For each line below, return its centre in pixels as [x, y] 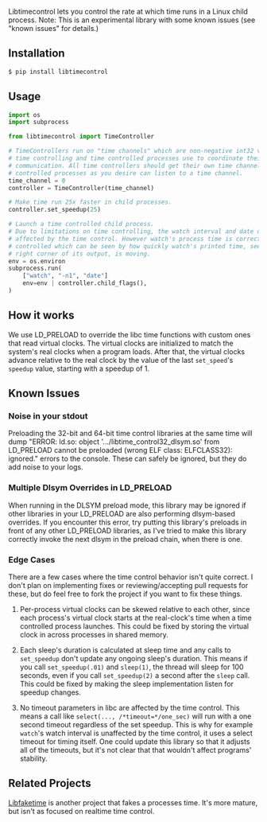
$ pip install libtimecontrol [58, 72]
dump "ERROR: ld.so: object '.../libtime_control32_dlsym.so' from [114, 442]
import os [25, 115]
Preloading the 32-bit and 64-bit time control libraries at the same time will [130, 434]
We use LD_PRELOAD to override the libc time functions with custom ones [130, 334]
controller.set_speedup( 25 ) [55, 210]
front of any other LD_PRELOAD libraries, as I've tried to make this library [127, 530]
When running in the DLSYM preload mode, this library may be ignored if [127, 505]
